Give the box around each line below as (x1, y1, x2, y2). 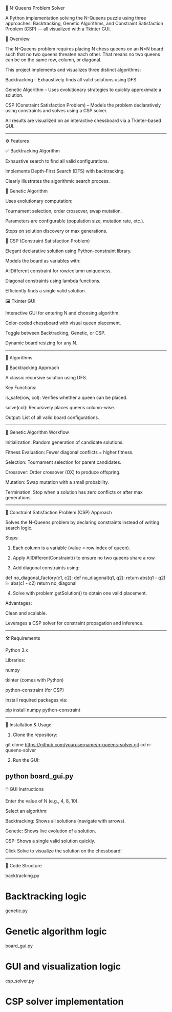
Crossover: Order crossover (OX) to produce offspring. (5, 469, 121, 475)
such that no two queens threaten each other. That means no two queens (5, 51, 160, 57)
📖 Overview (5, 36, 30, 42)
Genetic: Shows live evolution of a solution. (5, 828, 96, 834)
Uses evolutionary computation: (5, 198, 73, 204)
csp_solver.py (5, 978, 34, 984)
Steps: (5, 535, 19, 540)
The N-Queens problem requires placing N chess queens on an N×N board (5, 46, 164, 51)
